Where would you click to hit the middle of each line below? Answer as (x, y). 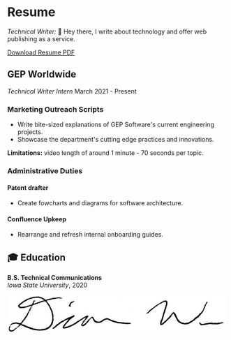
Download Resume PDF (41, 52)
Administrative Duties (45, 170)
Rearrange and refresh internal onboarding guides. (90, 235)
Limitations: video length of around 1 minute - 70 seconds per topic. (105, 153)
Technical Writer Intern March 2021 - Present (72, 91)
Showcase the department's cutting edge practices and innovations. (115, 140)
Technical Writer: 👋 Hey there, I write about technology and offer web (107, 31)
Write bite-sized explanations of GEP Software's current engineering (116, 125)
